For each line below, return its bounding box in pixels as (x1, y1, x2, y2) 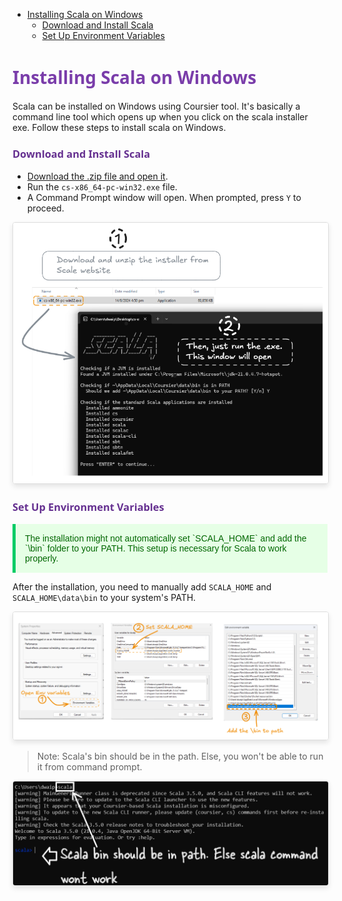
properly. (25, 552, 59, 564)
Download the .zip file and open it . (26, 170, 169, 183)
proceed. (26, 202, 65, 214)
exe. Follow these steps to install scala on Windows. (12, 121, 227, 133)
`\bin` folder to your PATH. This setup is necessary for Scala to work (25, 542, 287, 554)
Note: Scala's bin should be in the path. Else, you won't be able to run (36, 750, 324, 763)
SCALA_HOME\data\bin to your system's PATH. (12, 591, 197, 603)
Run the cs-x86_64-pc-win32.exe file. (26, 181, 178, 193)
